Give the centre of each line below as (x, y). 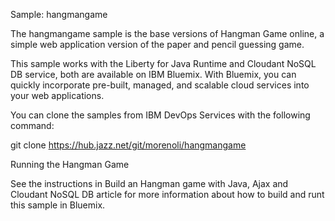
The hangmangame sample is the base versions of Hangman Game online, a (167, 33)
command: (32, 125)
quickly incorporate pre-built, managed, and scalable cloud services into (160, 85)
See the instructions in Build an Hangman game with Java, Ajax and (149, 183)
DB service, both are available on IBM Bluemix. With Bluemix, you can (153, 74)
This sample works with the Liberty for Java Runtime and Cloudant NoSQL (163, 63)
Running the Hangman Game (70, 164)
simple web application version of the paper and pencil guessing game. (157, 44)
